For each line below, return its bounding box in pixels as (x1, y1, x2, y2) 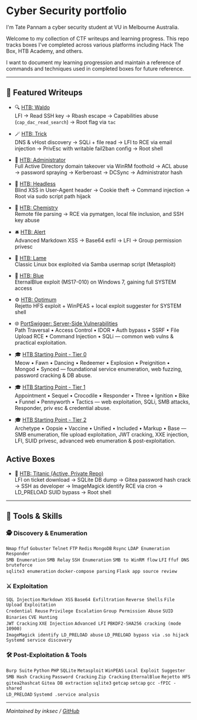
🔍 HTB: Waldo (14, 104, 50, 111)
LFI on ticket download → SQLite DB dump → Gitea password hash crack (14, 476, 191, 483)
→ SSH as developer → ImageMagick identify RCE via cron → (14, 482, 163, 489)
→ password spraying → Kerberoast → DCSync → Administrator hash (14, 169, 183, 176)
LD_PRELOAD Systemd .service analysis (6, 691, 100, 698)
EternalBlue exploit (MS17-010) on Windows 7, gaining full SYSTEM (14, 278, 176, 285)
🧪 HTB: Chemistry (14, 204, 59, 211)
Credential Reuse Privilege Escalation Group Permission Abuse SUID (6, 608, 174, 614)
